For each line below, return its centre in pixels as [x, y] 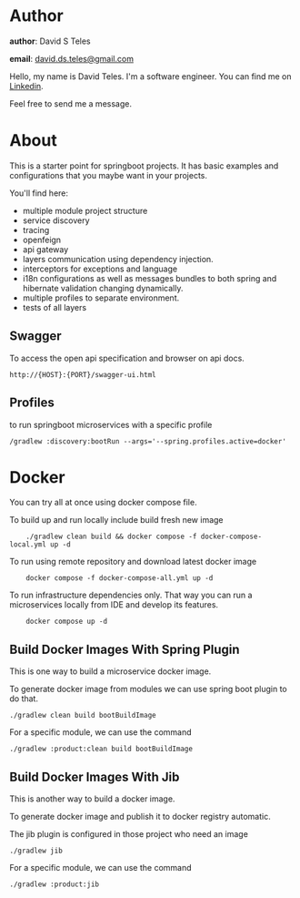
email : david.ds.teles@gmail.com [72, 58]
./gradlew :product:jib [55, 884]
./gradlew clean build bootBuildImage [83, 716]
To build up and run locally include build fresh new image [117, 520]
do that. [24, 699]
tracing [36, 230]
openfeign [42, 240]
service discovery [56, 220]
